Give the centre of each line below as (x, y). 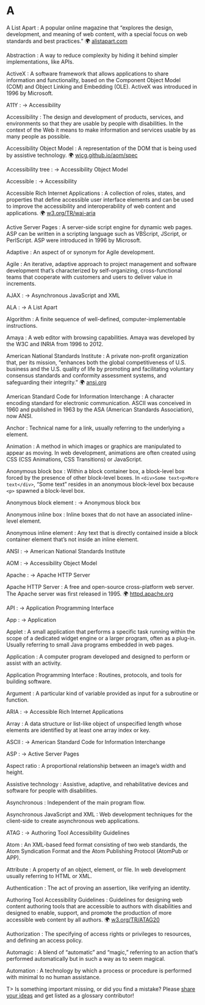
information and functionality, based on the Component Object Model (94, 80)
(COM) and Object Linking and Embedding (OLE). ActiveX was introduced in (102, 86)
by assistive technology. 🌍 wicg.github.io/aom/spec (72, 155)
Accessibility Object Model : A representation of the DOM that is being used (102, 148)
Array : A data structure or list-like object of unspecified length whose (94, 723)
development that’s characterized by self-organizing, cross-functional (94, 270)
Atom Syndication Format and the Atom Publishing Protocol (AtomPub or (97, 851)
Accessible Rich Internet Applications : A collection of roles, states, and (96, 193)
